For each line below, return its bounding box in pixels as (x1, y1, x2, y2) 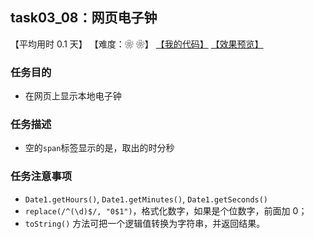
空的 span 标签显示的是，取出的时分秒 (24, 142, 175, 154)
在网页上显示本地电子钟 (24, 90, 122, 102)
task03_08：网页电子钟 (10, 9, 158, 27)
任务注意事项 (10, 169, 73, 183)
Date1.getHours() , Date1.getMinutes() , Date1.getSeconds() (24, 193, 269, 205)
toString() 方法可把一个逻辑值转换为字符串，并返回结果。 (24, 217, 266, 229)
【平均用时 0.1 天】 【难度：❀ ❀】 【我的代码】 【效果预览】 (10, 38, 264, 50)
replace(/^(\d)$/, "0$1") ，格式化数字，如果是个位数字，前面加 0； (24, 204, 308, 217)
